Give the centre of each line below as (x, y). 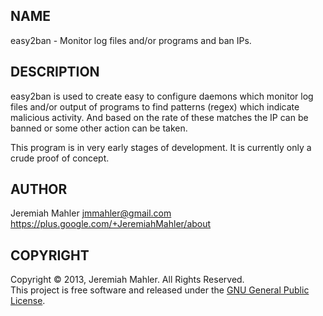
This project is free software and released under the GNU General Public (160, 290)
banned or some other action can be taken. (99, 128)
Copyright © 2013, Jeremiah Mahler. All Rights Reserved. (127, 280)
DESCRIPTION (55, 72)
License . (28, 301)
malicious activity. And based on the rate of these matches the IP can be (159, 117)
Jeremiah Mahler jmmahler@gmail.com (91, 213)
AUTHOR (39, 189)
